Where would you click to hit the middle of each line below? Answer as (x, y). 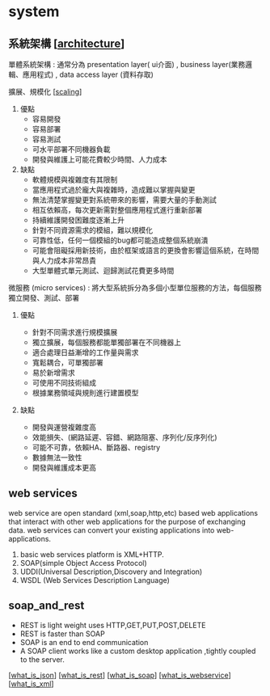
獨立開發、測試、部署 (44, 298)
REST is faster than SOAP (62, 634)
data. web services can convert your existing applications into (112, 530)
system (34, 12)
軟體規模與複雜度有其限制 (75, 179)
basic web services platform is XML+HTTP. (92, 554)
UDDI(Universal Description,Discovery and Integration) (111, 572)
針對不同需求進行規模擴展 (75, 332)
